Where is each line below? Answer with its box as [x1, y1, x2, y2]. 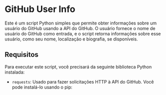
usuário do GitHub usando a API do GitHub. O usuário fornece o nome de [4, 25, 155, 31]
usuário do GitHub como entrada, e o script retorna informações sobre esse [4, 30, 161, 36]
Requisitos [4, 50, 38, 59]
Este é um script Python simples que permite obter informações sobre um [4, 20, 157, 26]
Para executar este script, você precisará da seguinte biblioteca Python [4, 63, 152, 69]
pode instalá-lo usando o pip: [11, 84, 73, 90]
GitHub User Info [4, 3, 75, 15]
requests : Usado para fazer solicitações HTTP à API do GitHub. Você [11, 78, 154, 84]
